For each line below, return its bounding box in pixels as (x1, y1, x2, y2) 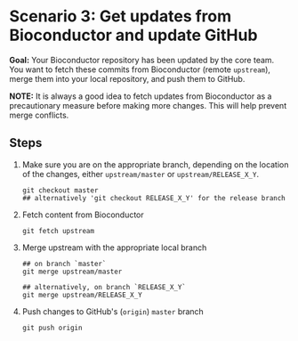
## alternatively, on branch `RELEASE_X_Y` (21, 282, 187, 291)
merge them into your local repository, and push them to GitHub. (9, 73, 246, 84)
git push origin (21, 323, 83, 332)
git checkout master (21, 185, 99, 195)
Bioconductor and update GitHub (9, 25, 258, 45)
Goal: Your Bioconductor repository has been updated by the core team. (9, 54, 275, 65)
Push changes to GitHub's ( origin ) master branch (21, 305, 205, 317)
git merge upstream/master (21, 267, 123, 276)
